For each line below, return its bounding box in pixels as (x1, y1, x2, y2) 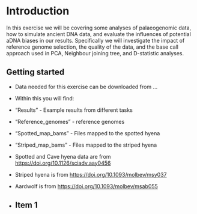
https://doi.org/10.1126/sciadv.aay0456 (14, 159, 111, 167)
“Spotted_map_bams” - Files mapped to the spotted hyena (14, 129, 160, 136)
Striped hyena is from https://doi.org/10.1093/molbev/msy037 (14, 171, 167, 178)
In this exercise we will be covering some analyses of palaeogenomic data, (6, 24, 192, 31)
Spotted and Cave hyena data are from (14, 153, 111, 160)
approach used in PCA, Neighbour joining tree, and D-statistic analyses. (6, 49, 184, 57)
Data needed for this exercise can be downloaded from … (14, 83, 158, 90)
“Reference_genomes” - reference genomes (14, 118, 125, 125)
